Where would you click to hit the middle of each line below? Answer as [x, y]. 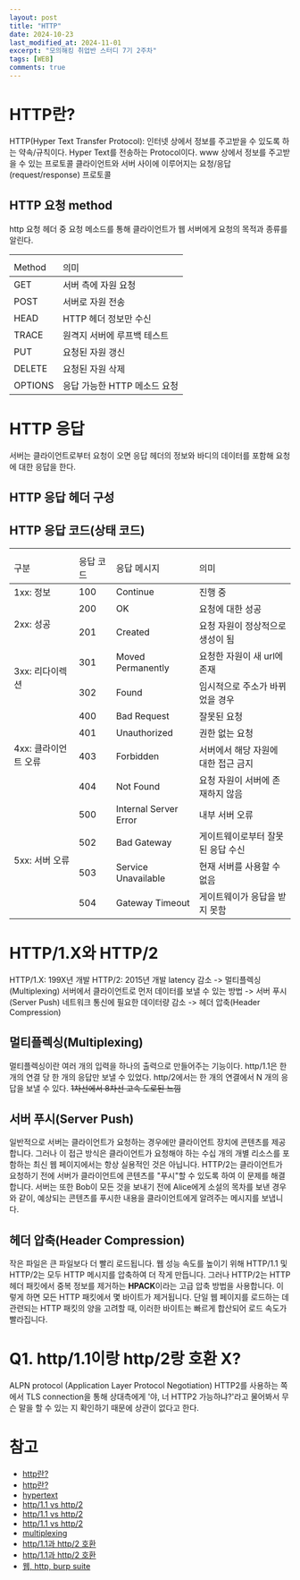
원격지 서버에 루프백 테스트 [116, 335]
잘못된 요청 [221, 716]
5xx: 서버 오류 [42, 860]
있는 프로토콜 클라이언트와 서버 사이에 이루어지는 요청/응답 [130, 163]
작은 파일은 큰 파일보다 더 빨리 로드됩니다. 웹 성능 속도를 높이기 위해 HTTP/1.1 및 [149, 1264]
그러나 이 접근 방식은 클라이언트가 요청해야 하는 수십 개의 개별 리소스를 [158, 1153]
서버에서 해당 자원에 [239, 750]
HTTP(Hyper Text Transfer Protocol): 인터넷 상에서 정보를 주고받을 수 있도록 [145, 141]
